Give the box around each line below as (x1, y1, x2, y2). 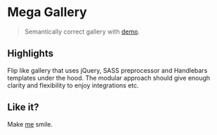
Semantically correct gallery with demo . (24, 27, 140, 36)
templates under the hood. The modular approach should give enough (7, 73, 211, 82)
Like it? (7, 101, 39, 113)
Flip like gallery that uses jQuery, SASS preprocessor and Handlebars (7, 66, 208, 74)
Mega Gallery (7, 4, 88, 20)
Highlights (7, 48, 54, 59)
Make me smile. (7, 120, 53, 128)
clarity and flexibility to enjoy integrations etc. (7, 81, 139, 90)
